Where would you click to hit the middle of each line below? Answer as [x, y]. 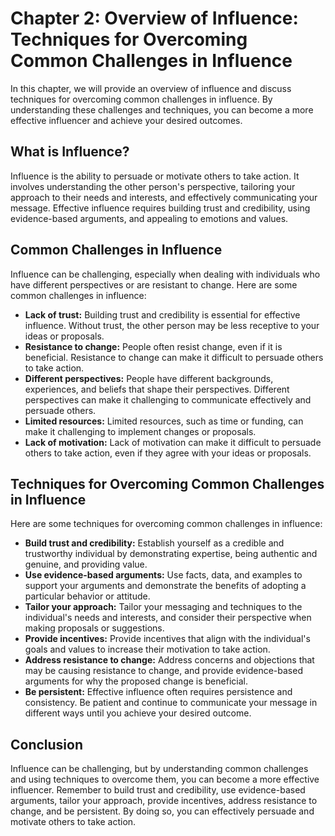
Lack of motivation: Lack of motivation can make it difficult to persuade [173, 442]
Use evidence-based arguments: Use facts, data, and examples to [163, 575]
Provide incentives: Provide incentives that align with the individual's [167, 639]
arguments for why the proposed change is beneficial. [136, 681]
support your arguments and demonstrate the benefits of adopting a [165, 586]
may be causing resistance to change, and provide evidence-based [163, 671]
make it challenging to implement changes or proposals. [140, 431]
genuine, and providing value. [86, 564]
